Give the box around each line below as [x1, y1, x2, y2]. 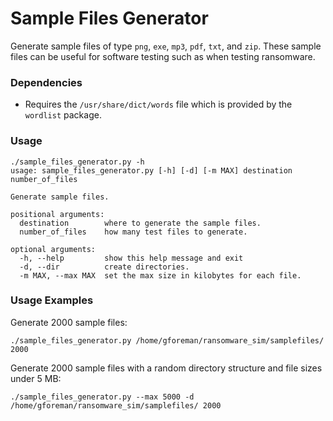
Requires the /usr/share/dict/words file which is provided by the [24, 98, 293, 111]
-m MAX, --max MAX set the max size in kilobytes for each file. [19, 270, 302, 281]
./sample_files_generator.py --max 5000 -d [10, 392, 195, 402]
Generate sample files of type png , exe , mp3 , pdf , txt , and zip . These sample [10, 40, 322, 52]
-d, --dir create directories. [19, 262, 190, 272]
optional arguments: [10, 244, 97, 254]
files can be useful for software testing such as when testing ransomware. [10, 50, 316, 62]
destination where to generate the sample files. [19, 218, 262, 228]
